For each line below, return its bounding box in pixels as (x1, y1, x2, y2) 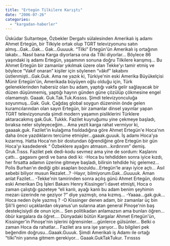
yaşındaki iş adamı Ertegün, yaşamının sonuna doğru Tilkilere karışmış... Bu (5, 57, 162, 63)
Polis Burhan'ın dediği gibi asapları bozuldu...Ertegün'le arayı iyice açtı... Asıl (5, 165, 165, 171)
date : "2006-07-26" (5, 12, 47, 17)
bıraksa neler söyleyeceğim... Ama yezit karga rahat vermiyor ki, (5, 122, 139, 128)
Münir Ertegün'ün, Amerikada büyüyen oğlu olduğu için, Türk (5, 79, 133, 85)
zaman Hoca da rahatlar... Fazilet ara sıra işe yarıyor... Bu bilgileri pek (5, 224, 150, 230)
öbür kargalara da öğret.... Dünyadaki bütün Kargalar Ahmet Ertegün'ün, (5, 214, 156, 220)
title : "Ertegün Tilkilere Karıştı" (5, 7, 83, 13)
